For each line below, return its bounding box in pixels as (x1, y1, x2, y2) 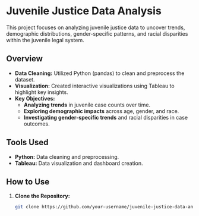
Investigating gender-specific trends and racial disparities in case (23, 114, 188, 121)
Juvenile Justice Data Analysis (6, 4, 162, 18)
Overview (6, 54, 43, 64)
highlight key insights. (14, 88, 68, 96)
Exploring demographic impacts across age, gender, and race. (23, 107, 179, 114)
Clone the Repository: (14, 192, 70, 200)
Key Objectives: (14, 95, 55, 102)
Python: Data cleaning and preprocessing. (14, 153, 119, 160)
